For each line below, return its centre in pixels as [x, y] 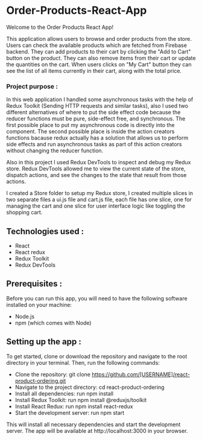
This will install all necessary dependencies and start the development [93, 424]
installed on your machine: [39, 305]
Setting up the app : [44, 342]
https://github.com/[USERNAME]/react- [141, 374]
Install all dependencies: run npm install [64, 393]
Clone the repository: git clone [52, 374]
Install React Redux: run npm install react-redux [74, 406]
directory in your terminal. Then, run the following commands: [83, 362]
